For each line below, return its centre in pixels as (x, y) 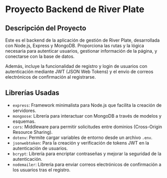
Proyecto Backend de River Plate (75, 9)
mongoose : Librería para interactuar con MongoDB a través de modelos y (87, 116)
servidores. (24, 111)
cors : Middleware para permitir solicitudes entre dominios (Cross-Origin (87, 127)
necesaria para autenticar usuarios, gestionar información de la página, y (81, 51)
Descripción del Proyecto (46, 28)
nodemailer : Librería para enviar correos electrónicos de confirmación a (87, 164)
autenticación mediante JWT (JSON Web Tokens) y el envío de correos (79, 72)
